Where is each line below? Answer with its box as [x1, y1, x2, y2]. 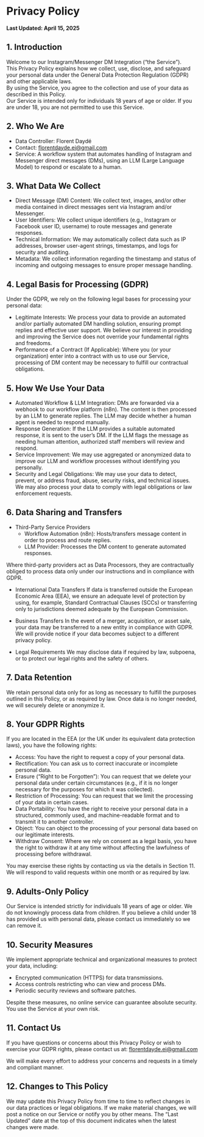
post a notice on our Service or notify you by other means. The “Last [6, 1110, 178, 1118]
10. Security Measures [6, 939, 93, 950]
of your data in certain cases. [15, 799, 89, 806]
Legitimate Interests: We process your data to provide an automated [15, 313, 186, 321]
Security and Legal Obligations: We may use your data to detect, [15, 471, 177, 477]
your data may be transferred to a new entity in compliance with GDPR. [15, 623, 194, 631]
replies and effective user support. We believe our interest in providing [15, 327, 192, 334]
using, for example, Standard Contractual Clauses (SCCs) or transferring [15, 598, 197, 606]
